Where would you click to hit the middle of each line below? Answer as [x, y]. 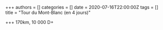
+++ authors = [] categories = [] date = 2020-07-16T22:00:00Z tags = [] [82, 7]
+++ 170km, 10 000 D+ [29, 22]
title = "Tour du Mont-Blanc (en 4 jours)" [48, 12]
